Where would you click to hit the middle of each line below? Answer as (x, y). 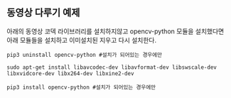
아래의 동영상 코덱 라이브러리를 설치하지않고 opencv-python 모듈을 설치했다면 (116, 31)
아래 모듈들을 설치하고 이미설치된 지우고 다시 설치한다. (82, 40)
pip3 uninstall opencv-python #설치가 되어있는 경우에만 (85, 55)
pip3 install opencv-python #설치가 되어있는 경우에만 (81, 87)
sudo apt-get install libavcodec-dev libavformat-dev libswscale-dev (112, 67)
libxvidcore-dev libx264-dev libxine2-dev (70, 73)
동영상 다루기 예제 (43, 13)
